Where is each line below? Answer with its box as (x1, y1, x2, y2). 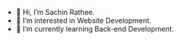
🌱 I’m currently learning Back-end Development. (15, 24, 174, 33)
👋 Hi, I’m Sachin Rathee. (15, 8, 95, 17)
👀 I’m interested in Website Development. (15, 16, 152, 25)
